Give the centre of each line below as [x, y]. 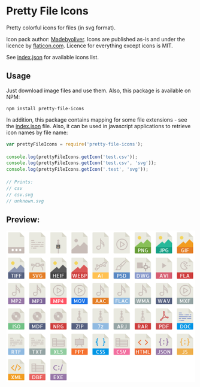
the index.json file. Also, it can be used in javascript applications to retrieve [99, 126]
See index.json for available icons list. [52, 57]
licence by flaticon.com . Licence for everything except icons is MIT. [90, 46]
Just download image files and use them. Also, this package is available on [99, 90]
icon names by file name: [37, 132]
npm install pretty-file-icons [45, 108]
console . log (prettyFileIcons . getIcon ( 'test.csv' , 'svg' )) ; [81, 163]
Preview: [23, 220]
